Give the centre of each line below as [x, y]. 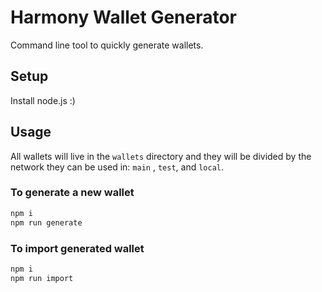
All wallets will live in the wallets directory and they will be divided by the [161, 156]
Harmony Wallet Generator [124, 17]
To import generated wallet [77, 248]
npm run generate [46, 222]
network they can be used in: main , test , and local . [117, 167]
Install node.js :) [43, 100]
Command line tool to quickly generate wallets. [107, 45]
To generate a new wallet [72, 193]
